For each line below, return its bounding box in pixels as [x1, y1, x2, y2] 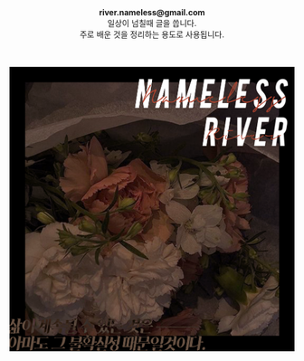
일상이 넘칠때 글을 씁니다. [107, 18, 197, 28]
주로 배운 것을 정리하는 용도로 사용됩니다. [80, 29, 224, 40]
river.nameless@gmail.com [99, 7, 205, 17]
